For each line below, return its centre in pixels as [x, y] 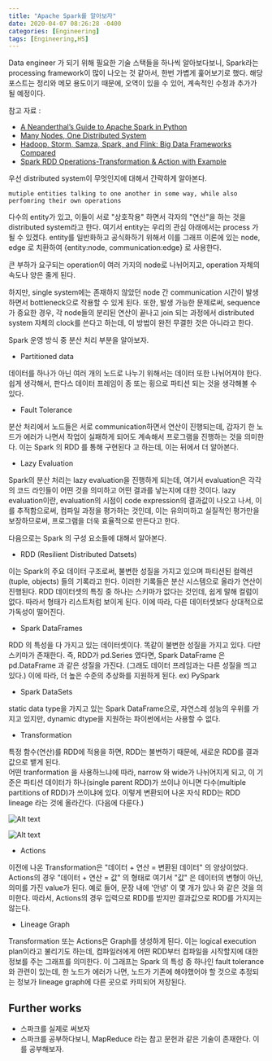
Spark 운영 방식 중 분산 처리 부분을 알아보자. [79, 340]
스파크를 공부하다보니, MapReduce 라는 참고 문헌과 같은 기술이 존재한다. [136, 1039]
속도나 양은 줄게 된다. [42, 275]
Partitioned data [47, 357]
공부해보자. [47, 1049]
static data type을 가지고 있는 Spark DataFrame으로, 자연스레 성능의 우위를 [130, 708]
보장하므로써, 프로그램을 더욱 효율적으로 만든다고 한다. [94, 521]
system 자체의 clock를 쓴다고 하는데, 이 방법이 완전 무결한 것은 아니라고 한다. [131, 323]
